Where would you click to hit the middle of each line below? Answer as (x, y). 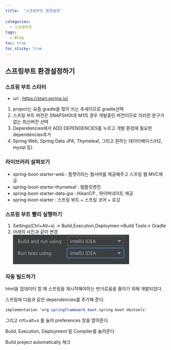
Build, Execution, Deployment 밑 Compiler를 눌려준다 (60, 331)
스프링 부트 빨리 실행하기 (34, 214)
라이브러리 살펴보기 (28, 162)
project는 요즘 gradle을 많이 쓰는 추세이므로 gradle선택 (68, 109)
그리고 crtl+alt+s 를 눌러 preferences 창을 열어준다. (57, 320)
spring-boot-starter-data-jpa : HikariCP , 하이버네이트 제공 (73, 193)
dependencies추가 (32, 135)
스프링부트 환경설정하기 (40, 71)
